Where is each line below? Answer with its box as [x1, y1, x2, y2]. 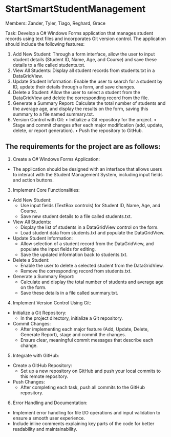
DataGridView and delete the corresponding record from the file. [12, 95, 149, 101]
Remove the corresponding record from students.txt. [20, 268, 132, 274]
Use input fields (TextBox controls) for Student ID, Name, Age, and [20, 202, 161, 208]
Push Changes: [12, 378, 45, 385]
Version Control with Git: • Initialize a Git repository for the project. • [12, 116, 157, 122]
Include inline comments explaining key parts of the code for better [12, 420, 155, 427]
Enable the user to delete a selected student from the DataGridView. [20, 262, 164, 268]
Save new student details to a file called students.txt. [20, 213, 132, 219]
